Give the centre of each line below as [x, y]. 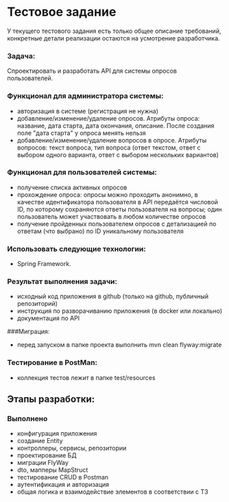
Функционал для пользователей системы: [82, 172]
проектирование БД [47, 455]
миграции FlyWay [43, 463]
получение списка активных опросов [72, 187]
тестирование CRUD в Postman [62, 477]
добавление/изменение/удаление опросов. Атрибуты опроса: [108, 118]
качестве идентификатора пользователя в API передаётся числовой [117, 202]
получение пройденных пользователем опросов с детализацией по [117, 224]
